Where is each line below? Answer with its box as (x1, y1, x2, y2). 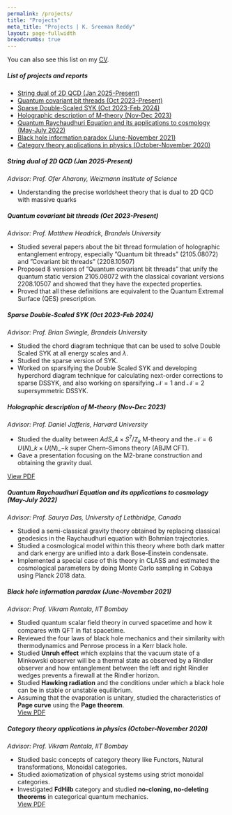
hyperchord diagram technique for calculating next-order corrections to (17, 372, 224, 379)
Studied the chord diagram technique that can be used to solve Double (17, 342, 221, 350)
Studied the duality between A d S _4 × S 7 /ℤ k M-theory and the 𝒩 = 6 (17, 434, 212, 445)
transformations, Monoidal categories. (17, 763, 127, 772)
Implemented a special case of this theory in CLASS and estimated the (17, 557, 220, 565)
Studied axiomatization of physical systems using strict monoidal (17, 770, 204, 779)
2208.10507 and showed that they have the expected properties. (17, 280, 203, 288)
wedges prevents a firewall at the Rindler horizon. (17, 671, 160, 680)
